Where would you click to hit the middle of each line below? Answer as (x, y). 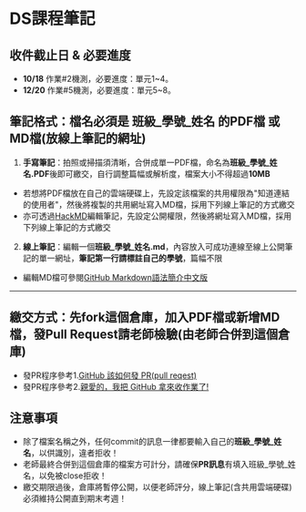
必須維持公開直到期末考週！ (75, 498)
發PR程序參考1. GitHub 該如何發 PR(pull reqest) (110, 375)
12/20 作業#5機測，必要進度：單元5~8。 (99, 90)
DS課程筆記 (52, 19)
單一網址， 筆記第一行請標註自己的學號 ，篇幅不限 (131, 258)
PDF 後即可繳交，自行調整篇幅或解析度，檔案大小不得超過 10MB (152, 173)
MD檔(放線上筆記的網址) (78, 139)
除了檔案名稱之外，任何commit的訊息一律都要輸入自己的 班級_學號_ (148, 442)
